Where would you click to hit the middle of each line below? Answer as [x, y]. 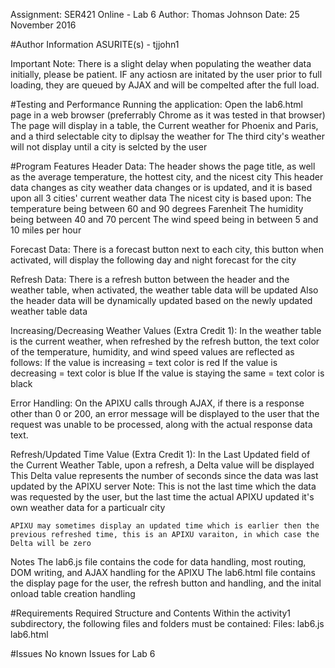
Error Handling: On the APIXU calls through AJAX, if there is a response [157, 403]
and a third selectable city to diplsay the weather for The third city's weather [167, 136]
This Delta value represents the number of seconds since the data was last [164, 475]
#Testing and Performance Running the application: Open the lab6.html [156, 104]
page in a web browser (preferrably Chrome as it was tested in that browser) [168, 115]
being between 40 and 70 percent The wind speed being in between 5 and [164, 219]
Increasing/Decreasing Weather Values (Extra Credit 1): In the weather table [166, 330]
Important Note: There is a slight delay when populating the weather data [161, 63]
